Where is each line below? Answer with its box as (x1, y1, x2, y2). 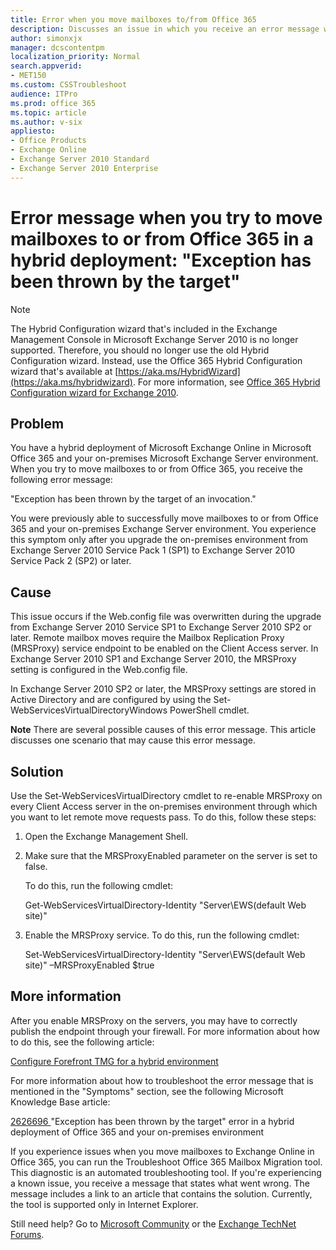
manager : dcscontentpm (10, 42, 105, 53)
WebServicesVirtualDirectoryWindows (10, 704, 168, 716)
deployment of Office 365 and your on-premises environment (10, 1126, 264, 1138)
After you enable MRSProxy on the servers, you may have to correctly (10, 1014, 298, 1026)
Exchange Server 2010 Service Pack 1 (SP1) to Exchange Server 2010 (10, 544, 296, 556)
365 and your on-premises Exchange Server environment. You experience (10, 523, 317, 535)
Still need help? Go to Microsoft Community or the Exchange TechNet (10, 1217, 297, 1230)
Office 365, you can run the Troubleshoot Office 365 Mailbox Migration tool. (10, 1156, 323, 1168)
